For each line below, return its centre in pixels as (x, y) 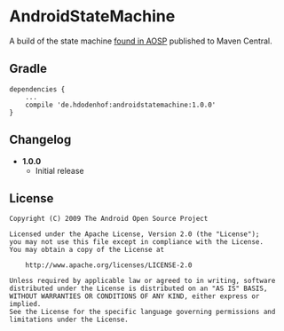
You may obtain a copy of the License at (87, 250)
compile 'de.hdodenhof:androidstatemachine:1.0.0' (121, 105)
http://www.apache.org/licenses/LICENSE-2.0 (109, 265)
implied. (25, 304)
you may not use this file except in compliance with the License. (137, 242)
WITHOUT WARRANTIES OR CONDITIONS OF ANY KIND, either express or (134, 296)
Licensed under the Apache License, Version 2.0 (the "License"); (134, 234)
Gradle (28, 69)
